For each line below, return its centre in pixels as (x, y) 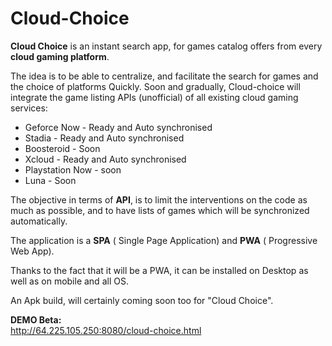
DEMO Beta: (36, 319)
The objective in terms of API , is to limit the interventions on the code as (159, 199)
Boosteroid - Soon (62, 148)
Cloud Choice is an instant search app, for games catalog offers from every (166, 46)
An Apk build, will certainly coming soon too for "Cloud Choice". (142, 300)
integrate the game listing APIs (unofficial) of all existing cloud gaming (154, 97)
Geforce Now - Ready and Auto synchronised (118, 127)
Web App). (32, 251)
